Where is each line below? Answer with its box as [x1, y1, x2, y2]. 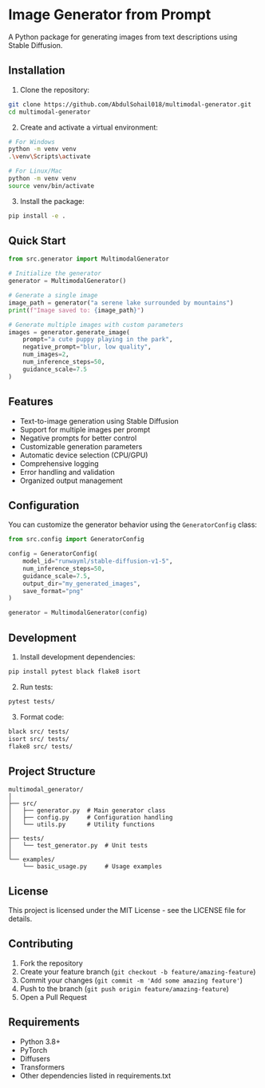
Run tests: [19, 682, 53, 691]
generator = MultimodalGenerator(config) [8, 609, 148, 617]
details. [8, 914, 33, 923]
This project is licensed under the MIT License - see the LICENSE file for [8, 906, 246, 915]
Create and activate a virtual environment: [19, 122, 158, 132]
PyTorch [19, 1045, 48, 1054]
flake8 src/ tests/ [8, 742, 73, 751]
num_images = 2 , [22, 350, 69, 359]
